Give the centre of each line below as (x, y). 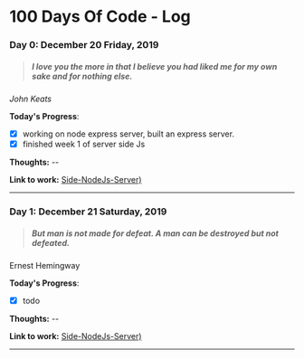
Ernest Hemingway (45, 266)
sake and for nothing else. (82, 76)
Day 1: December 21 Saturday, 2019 (88, 212)
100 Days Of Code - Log (100, 17)
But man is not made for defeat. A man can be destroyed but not (155, 233)
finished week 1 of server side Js (84, 144)
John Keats (31, 99)
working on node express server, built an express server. (128, 134)
